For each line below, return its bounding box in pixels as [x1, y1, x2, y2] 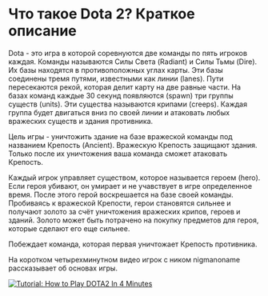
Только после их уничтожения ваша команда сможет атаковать [8, 149, 228, 158]
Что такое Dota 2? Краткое [8, 5, 195, 23]
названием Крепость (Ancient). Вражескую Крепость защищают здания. [8, 140, 258, 150]
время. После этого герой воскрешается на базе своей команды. [8, 190, 234, 199]
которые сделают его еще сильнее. [8, 223, 130, 233]
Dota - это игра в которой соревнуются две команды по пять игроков [8, 48, 248, 58]
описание [8, 22, 78, 40]
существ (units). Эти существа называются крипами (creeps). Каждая [8, 99, 248, 109]
